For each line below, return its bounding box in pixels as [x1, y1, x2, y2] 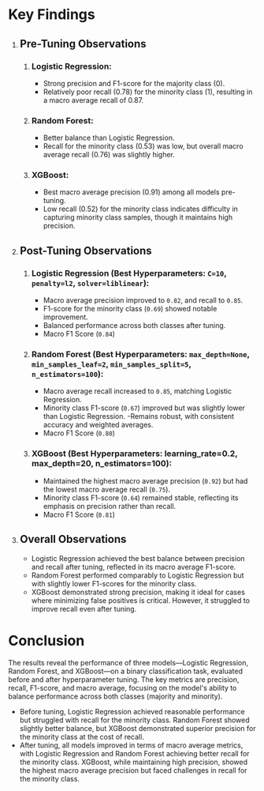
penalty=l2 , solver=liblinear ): [31, 277, 150, 288]
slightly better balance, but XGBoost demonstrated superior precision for [19, 723, 256, 733]
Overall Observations [19, 533, 127, 546]
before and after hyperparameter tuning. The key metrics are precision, [8, 674, 240, 684]
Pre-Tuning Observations [19, 37, 147, 51]
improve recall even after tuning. [31, 604, 137, 613]
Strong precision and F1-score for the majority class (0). [43, 78, 225, 88]
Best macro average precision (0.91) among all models [43, 187, 220, 197]
